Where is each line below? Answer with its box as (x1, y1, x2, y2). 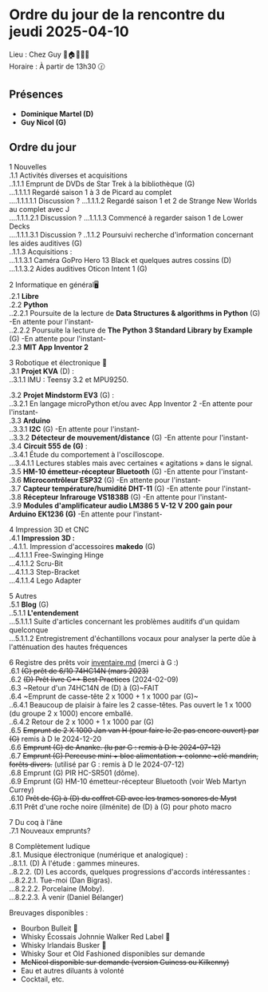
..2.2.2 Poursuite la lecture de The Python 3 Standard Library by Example (9, 325, 254, 335)
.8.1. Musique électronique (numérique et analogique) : (9, 850, 188, 859)
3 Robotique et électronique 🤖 (9, 357, 107, 367)
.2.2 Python (9, 300, 49, 309)
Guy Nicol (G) (20, 118, 67, 127)
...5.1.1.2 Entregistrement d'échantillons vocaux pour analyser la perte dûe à (9, 633, 257, 643)
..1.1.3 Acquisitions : (9, 246, 73, 257)
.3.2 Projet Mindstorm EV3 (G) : (9, 390, 115, 400)
